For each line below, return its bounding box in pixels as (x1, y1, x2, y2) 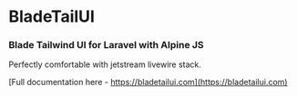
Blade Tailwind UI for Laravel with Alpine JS (8, 39, 204, 52)
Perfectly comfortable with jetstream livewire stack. (8, 59, 202, 70)
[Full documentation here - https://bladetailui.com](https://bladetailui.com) (8, 77, 288, 88)
